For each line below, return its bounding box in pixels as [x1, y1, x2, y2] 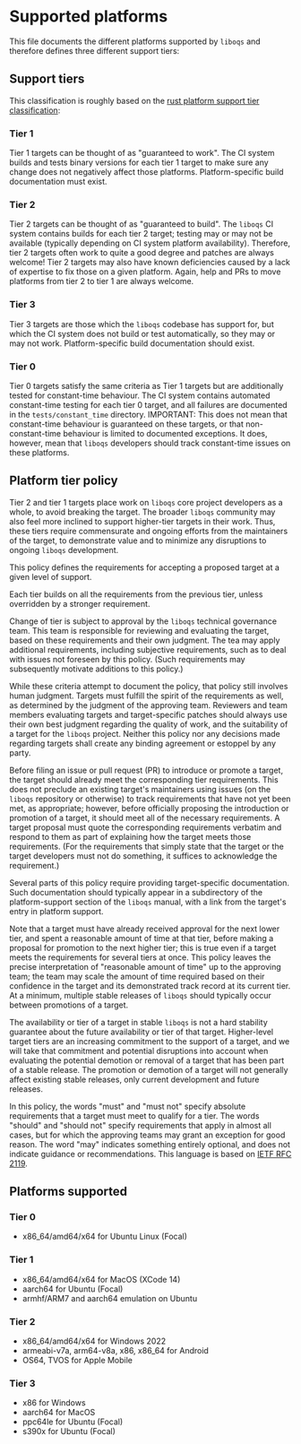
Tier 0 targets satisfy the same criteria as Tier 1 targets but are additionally [9, 380, 284, 391]
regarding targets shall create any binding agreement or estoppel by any [9, 738, 276, 748]
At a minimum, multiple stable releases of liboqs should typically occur [9, 990, 271, 1000]
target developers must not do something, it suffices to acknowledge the [9, 850, 278, 861]
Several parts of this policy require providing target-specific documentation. [9, 877, 289, 888]
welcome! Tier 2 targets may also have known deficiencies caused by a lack [9, 257, 291, 268]
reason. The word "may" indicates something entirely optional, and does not [9, 1138, 291, 1149]
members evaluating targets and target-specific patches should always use [9, 709, 288, 720]
